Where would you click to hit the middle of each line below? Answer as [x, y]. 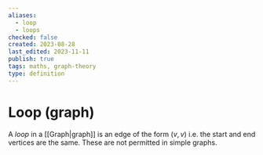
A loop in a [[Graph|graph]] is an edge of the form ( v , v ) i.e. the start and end [132, 134]
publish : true [31, 59]
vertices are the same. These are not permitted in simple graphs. [113, 142]
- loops [28, 30]
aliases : [22, 15]
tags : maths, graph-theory [52, 67]
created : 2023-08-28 [42, 45]
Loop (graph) [51, 112]
